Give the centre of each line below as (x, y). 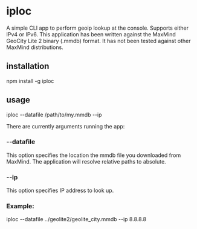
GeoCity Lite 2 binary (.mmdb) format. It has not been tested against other (98, 41)
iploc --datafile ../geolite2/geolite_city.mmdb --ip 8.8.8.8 (76, 219)
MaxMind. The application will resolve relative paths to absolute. (86, 161)
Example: (20, 206)
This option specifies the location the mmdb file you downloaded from (94, 155)
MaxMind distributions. (35, 47)
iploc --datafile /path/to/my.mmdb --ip (54, 114)
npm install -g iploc (30, 81)
